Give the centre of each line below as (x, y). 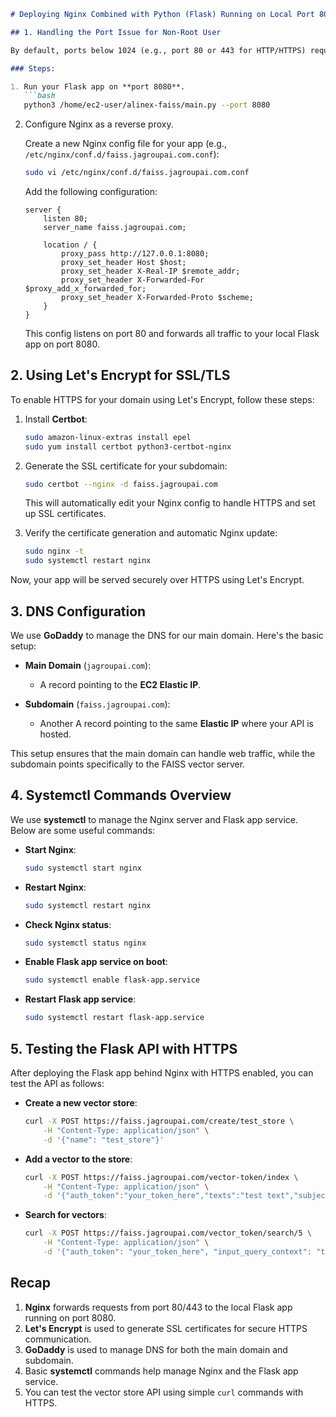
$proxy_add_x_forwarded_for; (85, 289)
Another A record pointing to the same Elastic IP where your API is (176, 723)
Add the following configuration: (91, 191)
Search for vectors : (65, 1215)
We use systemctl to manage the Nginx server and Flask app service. (154, 819)
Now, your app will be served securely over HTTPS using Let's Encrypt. (157, 580)
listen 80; (66, 219)
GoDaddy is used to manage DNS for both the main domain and (156, 1349)
